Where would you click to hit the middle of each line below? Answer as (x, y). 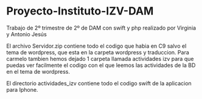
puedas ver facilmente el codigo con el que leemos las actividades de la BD (101, 65)
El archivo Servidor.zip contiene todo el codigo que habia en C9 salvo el (96, 46)
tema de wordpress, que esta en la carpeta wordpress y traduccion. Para (98, 52)
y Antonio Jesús (26, 34)
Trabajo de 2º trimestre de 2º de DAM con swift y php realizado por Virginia (101, 28)
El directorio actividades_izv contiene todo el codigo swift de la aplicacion (99, 83)
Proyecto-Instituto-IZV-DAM (80, 11)
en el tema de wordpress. (38, 71)
